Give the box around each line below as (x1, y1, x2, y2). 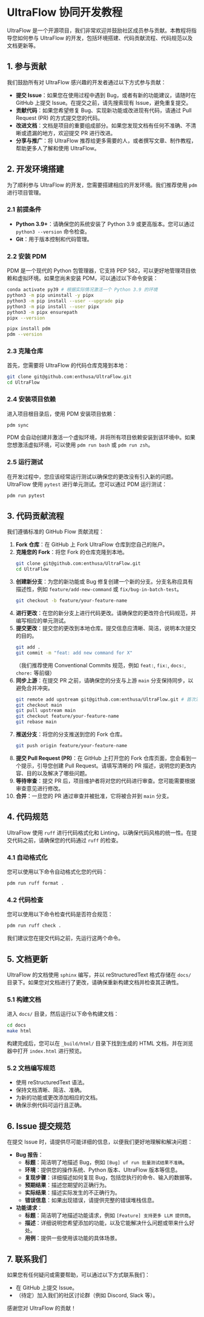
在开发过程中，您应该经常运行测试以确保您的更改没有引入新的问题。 (7, 473, 177, 480)
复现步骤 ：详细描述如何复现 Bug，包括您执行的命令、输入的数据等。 (24, 1174, 196, 1181)
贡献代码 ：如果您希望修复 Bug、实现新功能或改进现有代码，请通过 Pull (15, 107, 192, 114)
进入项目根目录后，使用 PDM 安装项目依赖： (7, 410, 117, 417)
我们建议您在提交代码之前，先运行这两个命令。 (7, 935, 123, 942)
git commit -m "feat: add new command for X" (15, 650, 133, 656)
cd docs (7, 1022, 27, 1029)
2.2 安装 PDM (7, 252, 47, 261)
